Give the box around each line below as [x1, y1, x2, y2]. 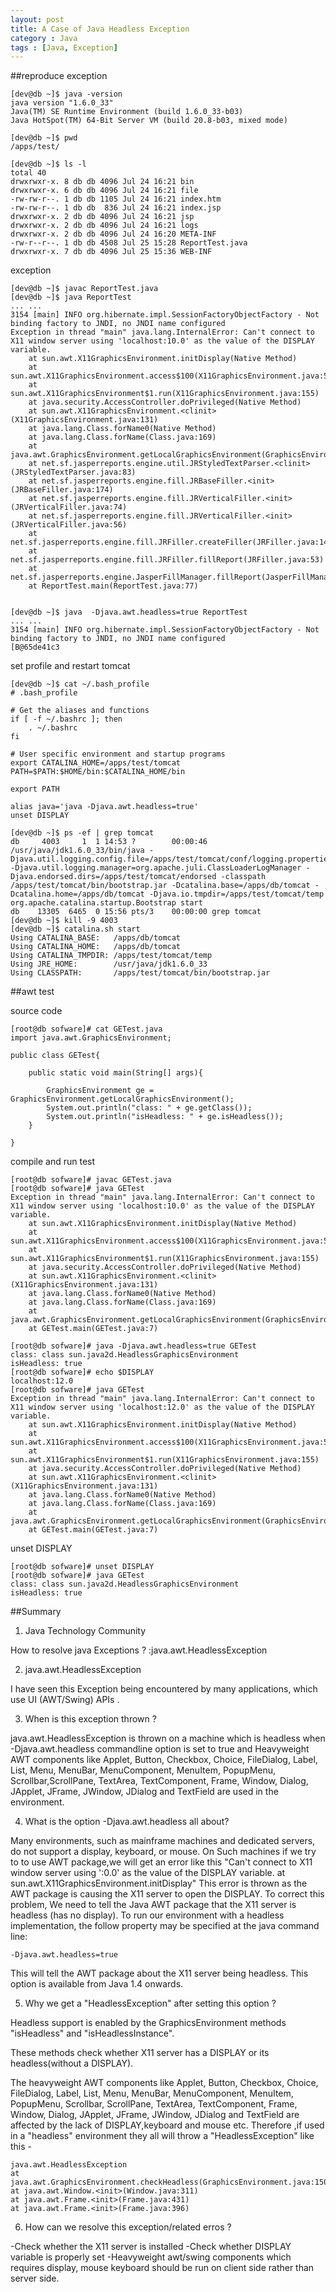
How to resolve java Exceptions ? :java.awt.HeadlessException [10, 1644, 268, 1656]
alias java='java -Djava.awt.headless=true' [10, 802, 199, 812]
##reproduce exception [10, 70, 108, 82]
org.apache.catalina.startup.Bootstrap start [10, 898, 203, 908]
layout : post [10, 14, 65, 25]
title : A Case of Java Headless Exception [10, 24, 190, 34]
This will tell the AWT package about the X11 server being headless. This [10, 1967, 309, 1980]
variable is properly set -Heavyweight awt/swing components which [10, 2251, 292, 2263]
